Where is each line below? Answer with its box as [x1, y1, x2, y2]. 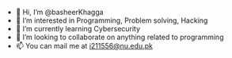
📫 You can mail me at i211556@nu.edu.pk [15, 42, 153, 50]
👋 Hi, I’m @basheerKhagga [15, 8, 105, 16]
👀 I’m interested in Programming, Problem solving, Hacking [15, 16, 208, 25]
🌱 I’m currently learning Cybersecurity [15, 24, 141, 33]
